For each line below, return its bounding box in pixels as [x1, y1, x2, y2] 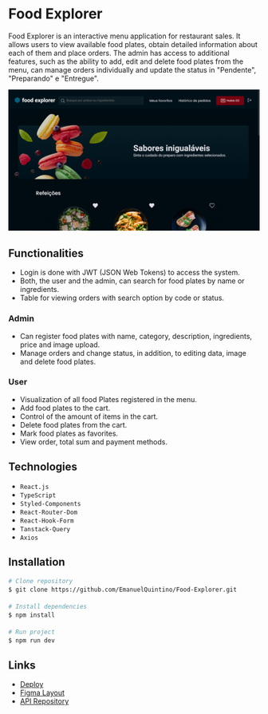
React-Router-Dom [19, 508, 78, 516]
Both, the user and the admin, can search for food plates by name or [19, 276, 245, 286]
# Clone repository [8, 578, 73, 586]
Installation [8, 555, 65, 569]
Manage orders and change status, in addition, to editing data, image [19, 348, 247, 357]
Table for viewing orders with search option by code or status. [19, 293, 225, 303]
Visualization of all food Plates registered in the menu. [19, 394, 198, 404]
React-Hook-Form [19, 516, 74, 525]
